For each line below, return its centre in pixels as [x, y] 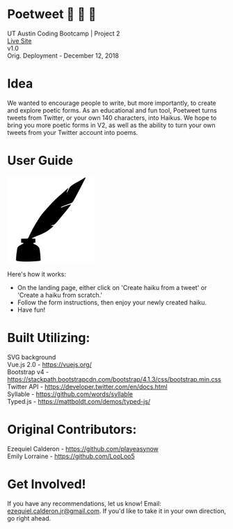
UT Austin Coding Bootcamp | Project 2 [64, 33]
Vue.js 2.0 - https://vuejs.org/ [49, 364]
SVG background [32, 357]
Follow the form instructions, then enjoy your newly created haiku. [112, 302]
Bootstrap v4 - [28, 372]
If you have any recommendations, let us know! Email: [84, 503]
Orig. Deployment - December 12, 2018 [63, 56]
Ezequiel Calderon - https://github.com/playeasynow [83, 448]
